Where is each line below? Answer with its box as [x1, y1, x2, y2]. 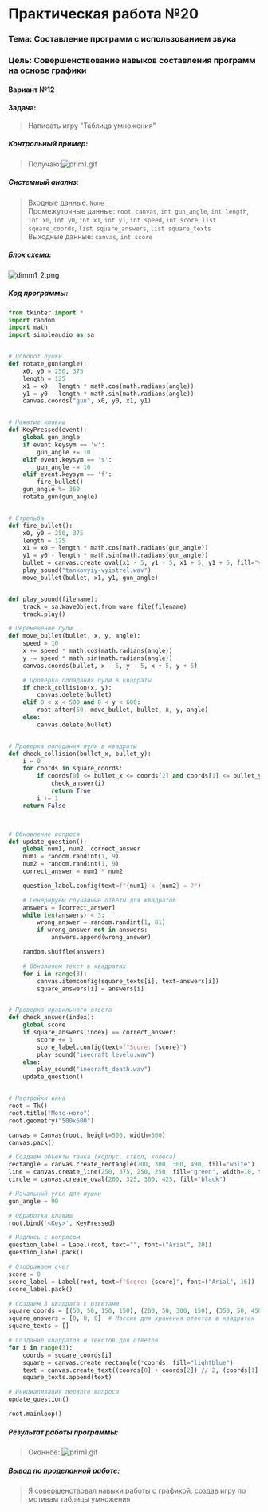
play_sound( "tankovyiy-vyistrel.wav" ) [22, 566, 152, 574]
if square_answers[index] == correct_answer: [22, 1029, 177, 1037]
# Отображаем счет [8, 1263, 69, 1271]
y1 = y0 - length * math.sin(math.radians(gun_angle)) [22, 551, 209, 560]
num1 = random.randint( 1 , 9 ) [22, 853, 120, 861]
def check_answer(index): [8, 1014, 94, 1022]
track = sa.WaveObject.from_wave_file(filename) [22, 602, 187, 610]
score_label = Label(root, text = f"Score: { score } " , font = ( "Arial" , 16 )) [8, 1278, 255, 1286]
